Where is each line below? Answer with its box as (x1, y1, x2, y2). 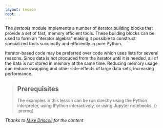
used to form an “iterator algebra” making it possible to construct (5, 35, 136, 41)
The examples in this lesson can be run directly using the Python (17, 98, 147, 104)
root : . (5, 12, 21, 17)
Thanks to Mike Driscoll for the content (5, 117, 84, 123)
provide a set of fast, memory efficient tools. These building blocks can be (5, 30, 155, 36)
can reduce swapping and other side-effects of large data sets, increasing (5, 65, 155, 71)
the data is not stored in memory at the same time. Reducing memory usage (5, 60, 158, 66)
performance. (5, 71, 33, 76)
